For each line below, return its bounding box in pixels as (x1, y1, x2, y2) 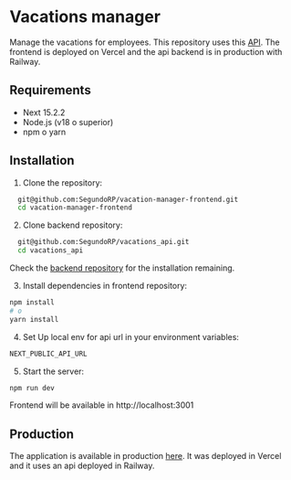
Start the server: (22, 366, 85, 377)
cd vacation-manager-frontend (17, 203, 132, 212)
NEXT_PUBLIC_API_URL (9, 349, 88, 358)
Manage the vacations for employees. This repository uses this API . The (9, 37, 280, 48)
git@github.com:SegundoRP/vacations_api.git (17, 238, 190, 247)
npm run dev (9, 383, 55, 392)
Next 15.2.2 (22, 107, 66, 118)
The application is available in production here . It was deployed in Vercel (9, 451, 282, 462)
